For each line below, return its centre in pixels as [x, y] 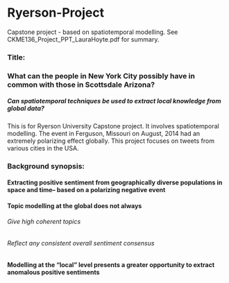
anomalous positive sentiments [53, 272]
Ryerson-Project [56, 13]
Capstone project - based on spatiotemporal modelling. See [93, 32]
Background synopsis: [46, 166]
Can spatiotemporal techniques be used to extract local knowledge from [114, 101]
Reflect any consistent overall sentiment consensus [81, 243]
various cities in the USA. [43, 148]
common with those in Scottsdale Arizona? [81, 85]
